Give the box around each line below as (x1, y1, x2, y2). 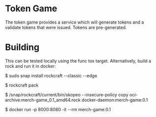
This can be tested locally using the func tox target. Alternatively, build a (5, 58, 151, 64)
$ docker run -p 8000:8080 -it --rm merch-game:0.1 (5, 106, 111, 112)
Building (5, 42, 40, 53)
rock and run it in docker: (5, 63, 56, 69)
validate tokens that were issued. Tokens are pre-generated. (5, 24, 127, 30)
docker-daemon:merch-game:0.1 (81, 97, 148, 103)
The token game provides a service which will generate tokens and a (5, 19, 144, 25)
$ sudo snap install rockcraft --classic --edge (5, 72, 97, 79)
